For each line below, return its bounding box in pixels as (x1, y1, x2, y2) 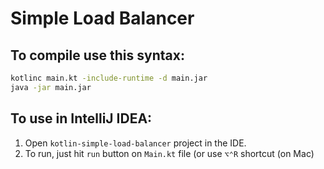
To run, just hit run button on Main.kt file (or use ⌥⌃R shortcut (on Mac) (24, 147, 315, 159)
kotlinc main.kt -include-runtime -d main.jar (10, 73, 208, 83)
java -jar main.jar (10, 82, 92, 92)
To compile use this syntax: (10, 47, 185, 64)
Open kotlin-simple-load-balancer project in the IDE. (24, 137, 247, 149)
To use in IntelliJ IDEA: (10, 110, 153, 127)
